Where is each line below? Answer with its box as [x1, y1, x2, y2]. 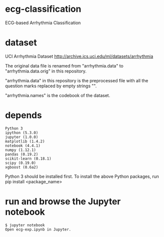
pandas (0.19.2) [5, 152, 38, 157]
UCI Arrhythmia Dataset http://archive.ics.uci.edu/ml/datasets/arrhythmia [5, 53, 154, 59]
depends [5, 110, 42, 121]
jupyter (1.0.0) [5, 135, 38, 139]
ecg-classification [5, 3, 82, 15]
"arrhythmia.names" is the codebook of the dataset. [5, 92, 110, 98]
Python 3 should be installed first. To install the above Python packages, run [5, 173, 160, 179]
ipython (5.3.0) [5, 130, 38, 135]
